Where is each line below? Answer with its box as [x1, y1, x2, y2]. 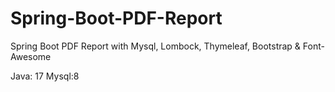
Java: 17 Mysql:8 [10, 70, 80, 82]
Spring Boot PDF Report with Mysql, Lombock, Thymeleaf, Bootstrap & [10, 40, 301, 52]
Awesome [10, 50, 52, 62]
